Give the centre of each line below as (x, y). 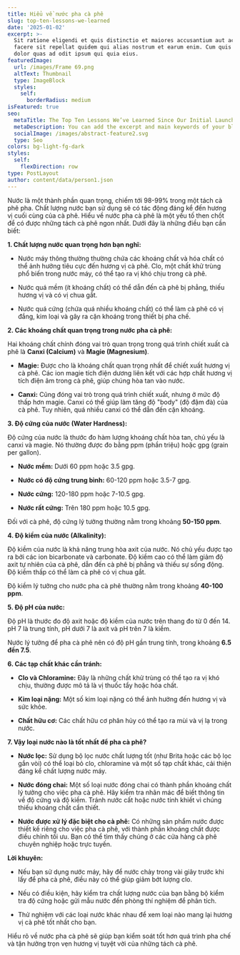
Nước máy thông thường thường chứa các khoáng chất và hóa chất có (121, 258)
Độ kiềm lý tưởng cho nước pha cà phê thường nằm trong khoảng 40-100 (115, 585)
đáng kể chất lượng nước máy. (62, 771)
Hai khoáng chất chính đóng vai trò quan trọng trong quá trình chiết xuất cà (118, 344)
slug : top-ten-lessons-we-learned (59, 21)
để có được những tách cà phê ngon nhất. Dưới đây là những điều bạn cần (117, 223)
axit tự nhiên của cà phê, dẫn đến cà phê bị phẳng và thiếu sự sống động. (116, 564)
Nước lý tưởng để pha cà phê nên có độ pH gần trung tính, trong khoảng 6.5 (120, 642)
